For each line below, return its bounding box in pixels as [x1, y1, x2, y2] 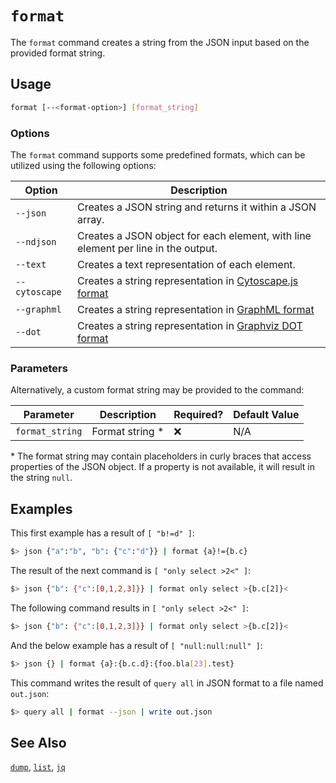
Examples [10, 500, 73, 517]
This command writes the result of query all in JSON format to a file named [10, 677, 324, 689]
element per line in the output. [76, 241, 218, 255]
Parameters [10, 361, 68, 375]
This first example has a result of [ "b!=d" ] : [10, 527, 195, 539]
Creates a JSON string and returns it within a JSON [76, 200, 317, 214]
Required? [173, 408, 224, 422]
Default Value [233, 408, 300, 422]
